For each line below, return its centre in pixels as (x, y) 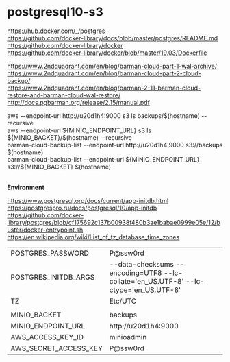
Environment (26, 187)
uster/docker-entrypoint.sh (45, 230)
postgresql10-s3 (55, 12)
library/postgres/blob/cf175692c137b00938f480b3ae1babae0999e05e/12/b (114, 222)
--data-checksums (142, 264)
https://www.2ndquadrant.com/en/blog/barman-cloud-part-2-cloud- (104, 73)
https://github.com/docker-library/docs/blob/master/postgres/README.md (113, 38)
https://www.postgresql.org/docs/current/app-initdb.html (88, 200)
